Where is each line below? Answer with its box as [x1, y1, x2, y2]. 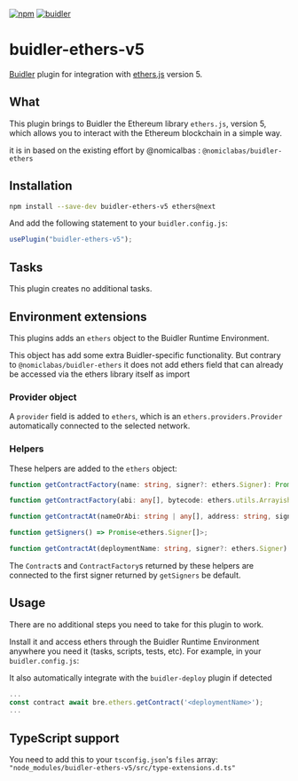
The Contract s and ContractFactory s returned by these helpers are [9, 560, 255, 570]
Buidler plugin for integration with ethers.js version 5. [9, 68, 203, 79]
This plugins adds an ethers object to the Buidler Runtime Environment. [9, 332, 270, 343]
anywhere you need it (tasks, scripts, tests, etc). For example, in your [9, 645, 262, 657]
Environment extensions [9, 309, 147, 324]
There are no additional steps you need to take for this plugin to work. [9, 618, 264, 630]
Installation [9, 179, 73, 194]
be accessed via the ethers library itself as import [9, 369, 191, 379]
